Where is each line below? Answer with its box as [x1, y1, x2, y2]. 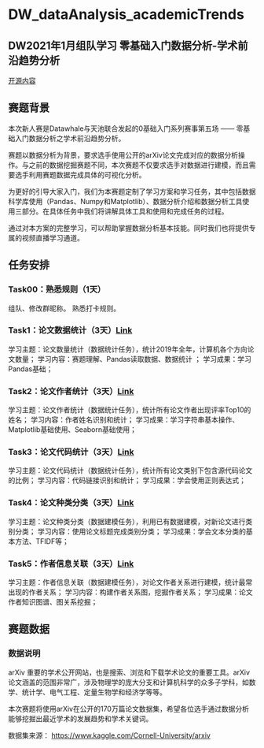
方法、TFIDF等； [14, 536, 69, 545]
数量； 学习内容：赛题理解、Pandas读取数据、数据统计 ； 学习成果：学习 [14, 354, 251, 363]
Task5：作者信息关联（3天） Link [8, 558, 134, 569]
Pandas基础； [8, 364, 53, 374]
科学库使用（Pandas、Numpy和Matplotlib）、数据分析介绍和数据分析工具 [8, 196, 243, 206]
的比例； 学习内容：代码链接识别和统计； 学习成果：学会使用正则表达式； [8, 475, 246, 486]
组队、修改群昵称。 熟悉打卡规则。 [8, 303, 120, 313]
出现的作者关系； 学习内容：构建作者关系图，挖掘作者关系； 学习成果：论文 [8, 587, 253, 597]
